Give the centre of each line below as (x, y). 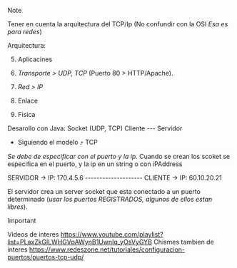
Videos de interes (33, 234)
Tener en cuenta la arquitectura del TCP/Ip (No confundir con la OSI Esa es (118, 24)
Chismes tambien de (183, 242)
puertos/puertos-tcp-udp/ (46, 257)
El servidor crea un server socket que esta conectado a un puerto (104, 191)
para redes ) (25, 32)
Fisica (26, 114)
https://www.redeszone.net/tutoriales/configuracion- (107, 249)
